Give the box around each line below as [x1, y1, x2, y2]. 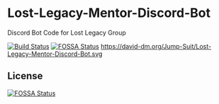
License [7, 70, 43, 82]
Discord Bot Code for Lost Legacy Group [7, 28, 126, 37]
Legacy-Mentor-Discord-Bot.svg [7, 50, 103, 58]
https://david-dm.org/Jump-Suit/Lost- [100, 42, 211, 50]
